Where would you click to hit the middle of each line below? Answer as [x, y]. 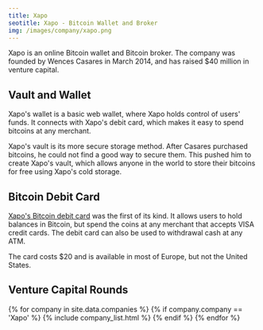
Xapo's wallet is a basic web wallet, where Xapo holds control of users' [124, 114]
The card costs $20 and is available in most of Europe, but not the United [128, 256]
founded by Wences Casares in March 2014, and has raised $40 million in [129, 61]
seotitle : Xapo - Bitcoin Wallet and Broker [83, 23]
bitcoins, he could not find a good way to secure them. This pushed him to [130, 155]
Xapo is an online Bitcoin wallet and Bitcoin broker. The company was [122, 53]
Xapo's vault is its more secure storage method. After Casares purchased [128, 146]
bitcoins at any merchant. [50, 131]
